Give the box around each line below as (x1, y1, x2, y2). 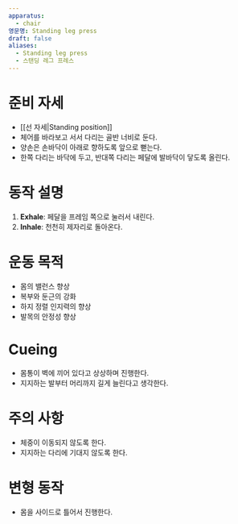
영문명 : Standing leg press (8, 27, 98, 35)
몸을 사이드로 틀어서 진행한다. (19, 507, 113, 517)
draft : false (8, 34, 52, 43)
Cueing (8, 340, 58, 359)
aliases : (8, 42, 38, 50)
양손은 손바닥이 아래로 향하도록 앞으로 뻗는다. (19, 142, 162, 152)
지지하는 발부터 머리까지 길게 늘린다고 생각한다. (19, 378, 169, 388)
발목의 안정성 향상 (19, 311, 76, 321)
